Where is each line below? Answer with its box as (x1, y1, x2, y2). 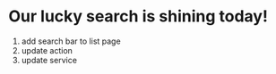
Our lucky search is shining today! (8, 6, 268, 27)
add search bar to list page (21, 36, 122, 46)
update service (21, 54, 78, 65)
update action (21, 45, 73, 55)
